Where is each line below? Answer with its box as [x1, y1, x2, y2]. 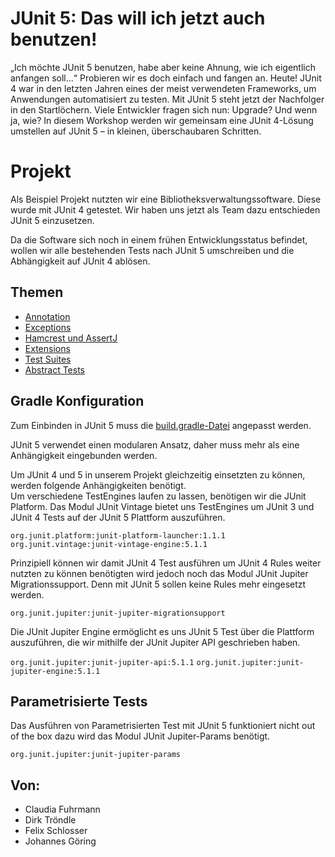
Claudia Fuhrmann [24, 803, 101, 816]
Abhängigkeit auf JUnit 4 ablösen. [10, 255, 151, 267]
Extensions [24, 342, 71, 354]
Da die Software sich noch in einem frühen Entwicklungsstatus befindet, [10, 233, 308, 246]
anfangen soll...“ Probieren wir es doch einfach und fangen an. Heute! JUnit [10, 72, 322, 84]
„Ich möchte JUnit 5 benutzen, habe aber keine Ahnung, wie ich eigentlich [10, 61, 316, 73]
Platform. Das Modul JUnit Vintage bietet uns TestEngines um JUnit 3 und [10, 500, 315, 512]
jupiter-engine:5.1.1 [10, 666, 101, 676]
